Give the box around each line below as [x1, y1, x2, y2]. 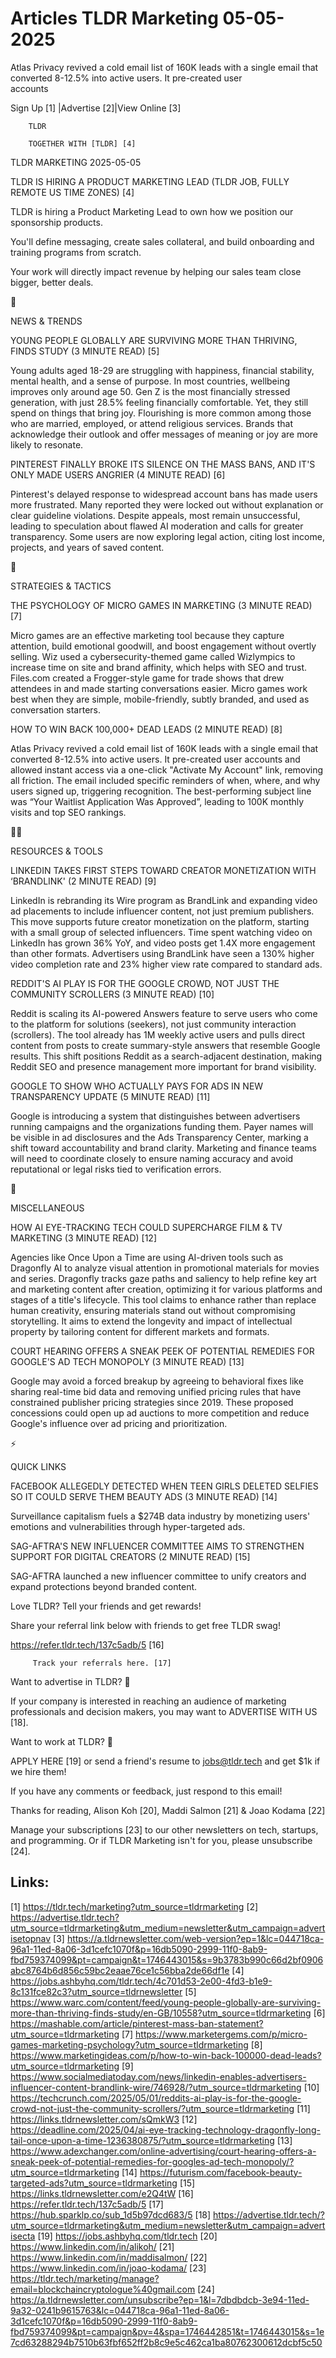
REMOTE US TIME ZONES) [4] [10, 186, 135, 198]
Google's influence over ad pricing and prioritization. [10, 1417, 228, 1429]
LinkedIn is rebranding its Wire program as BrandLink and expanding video [10, 894, 318, 906]
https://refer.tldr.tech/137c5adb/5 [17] [10, 2198, 164, 2210]
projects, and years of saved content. [10, 541, 165, 553]
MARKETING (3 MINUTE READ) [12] [10, 1232, 157, 1244]
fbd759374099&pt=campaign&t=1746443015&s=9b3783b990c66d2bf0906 [10, 1953, 324, 1966]
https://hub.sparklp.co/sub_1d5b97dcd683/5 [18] [10, 2208, 212, 2221]
